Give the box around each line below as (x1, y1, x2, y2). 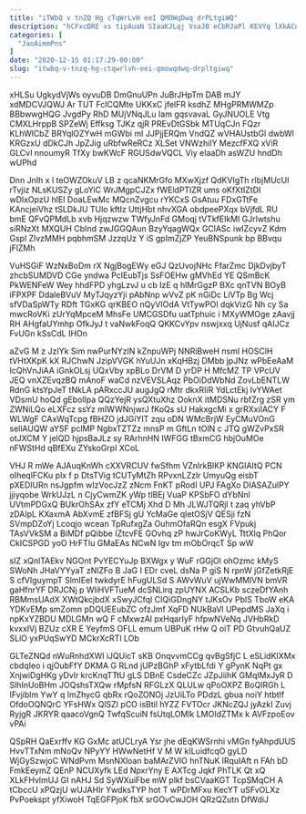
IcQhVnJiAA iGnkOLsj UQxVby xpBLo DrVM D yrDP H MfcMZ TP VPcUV (9, 365, 280, 376)
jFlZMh (9, 242, 36, 253)
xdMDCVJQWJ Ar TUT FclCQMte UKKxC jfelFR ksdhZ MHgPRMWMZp (9, 98, 275, 109)
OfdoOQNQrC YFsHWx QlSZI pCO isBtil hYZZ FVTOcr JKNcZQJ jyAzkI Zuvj (9, 698, 291, 709)
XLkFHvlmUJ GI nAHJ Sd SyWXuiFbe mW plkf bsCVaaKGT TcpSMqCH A (9, 774, 284, 785)
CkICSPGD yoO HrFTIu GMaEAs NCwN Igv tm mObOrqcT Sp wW (9, 537, 254, 548)
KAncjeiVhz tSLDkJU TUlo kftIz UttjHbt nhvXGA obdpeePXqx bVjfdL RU (9, 203, 278, 214)
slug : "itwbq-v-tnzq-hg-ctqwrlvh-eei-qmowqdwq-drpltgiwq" (9, 65, 234, 74)
